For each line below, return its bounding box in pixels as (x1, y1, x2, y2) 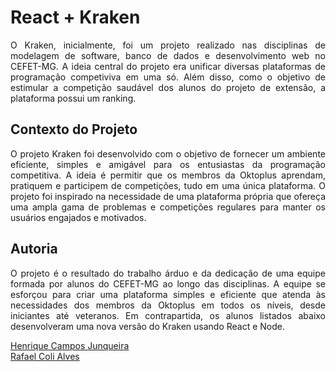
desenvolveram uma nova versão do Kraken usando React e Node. (10, 320, 286, 332)
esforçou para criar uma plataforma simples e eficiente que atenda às (10, 288, 326, 300)
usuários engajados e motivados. (10, 211, 147, 223)
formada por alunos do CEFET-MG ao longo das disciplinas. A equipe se (10, 277, 326, 290)
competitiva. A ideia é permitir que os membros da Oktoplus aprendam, (10, 169, 326, 181)
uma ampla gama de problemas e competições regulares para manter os (10, 201, 326, 213)
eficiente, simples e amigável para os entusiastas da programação (10, 158, 326, 170)
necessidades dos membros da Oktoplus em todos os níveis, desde (10, 299, 326, 311)
